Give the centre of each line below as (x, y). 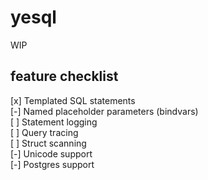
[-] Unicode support (51, 153)
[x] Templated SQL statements (73, 100)
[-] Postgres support (52, 164)
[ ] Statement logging (54, 122)
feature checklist (64, 76)
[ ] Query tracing (44, 132)
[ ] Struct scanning (48, 143)
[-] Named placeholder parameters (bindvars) (104, 111)
